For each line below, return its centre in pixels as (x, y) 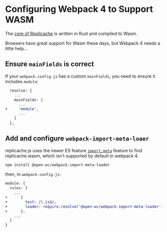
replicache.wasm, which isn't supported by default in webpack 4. (72, 156)
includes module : (22, 81)
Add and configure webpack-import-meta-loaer (77, 139)
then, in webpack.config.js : (33, 174)
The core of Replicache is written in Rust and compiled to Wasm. (71, 33)
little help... (16, 48)
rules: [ (19, 188)
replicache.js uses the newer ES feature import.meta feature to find (74, 150)
